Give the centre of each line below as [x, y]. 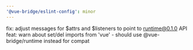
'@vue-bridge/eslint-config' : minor [51, 11]
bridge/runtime [24, 41]
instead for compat [66, 41]
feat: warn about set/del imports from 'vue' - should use [74, 34]
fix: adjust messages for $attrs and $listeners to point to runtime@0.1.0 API [97, 28]
